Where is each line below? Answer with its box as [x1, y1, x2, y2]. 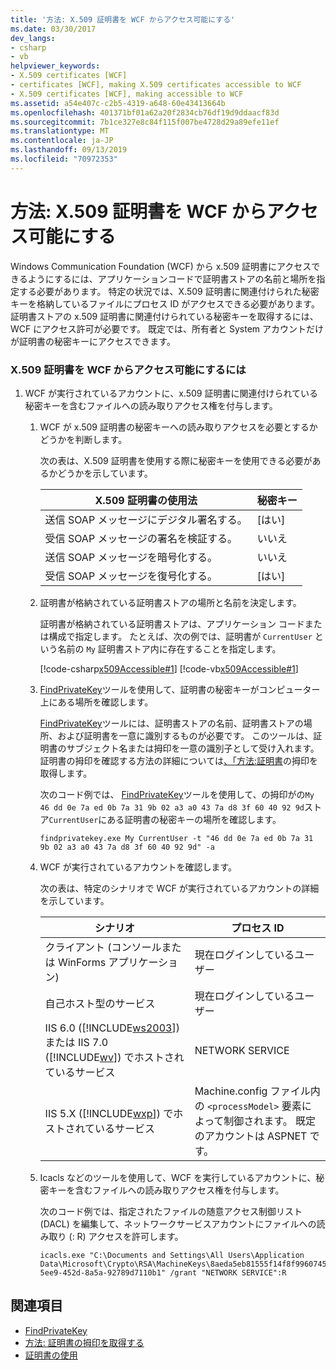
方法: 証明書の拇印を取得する [24, 1336, 145, 1348]
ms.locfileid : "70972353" [10, 154, 118, 164]
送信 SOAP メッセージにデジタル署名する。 [44, 512, 248, 526]
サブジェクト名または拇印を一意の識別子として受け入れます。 [66, 742, 320, 754]
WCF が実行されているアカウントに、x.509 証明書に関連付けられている [24, 387, 318, 399]
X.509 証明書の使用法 [94, 493, 198, 507]
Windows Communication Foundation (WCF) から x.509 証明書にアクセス [10, 260, 312, 272]
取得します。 [39, 767, 93, 779]
